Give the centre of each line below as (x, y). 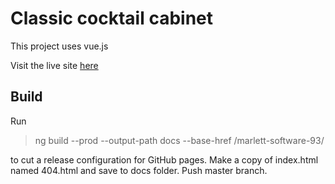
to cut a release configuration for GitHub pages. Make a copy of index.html (164, 159)
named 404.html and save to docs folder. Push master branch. (139, 170)
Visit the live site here (54, 65)
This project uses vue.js (59, 46)
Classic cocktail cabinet (112, 18)
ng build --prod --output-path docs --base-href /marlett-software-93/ (179, 140)
